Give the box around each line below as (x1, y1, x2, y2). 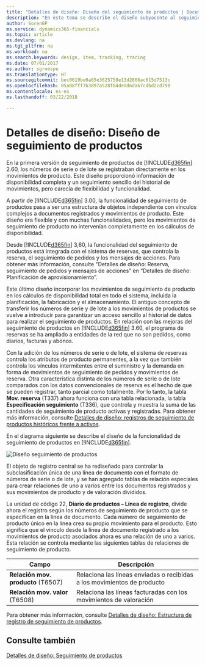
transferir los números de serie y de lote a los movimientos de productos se (6, 305, 196, 312)
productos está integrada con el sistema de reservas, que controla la (6, 247, 179, 255)
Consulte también (6, 636, 76, 646)
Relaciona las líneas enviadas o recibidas (76, 570, 193, 579)
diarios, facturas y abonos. (6, 337, 74, 344)
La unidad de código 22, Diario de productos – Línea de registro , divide (6, 500, 187, 507)
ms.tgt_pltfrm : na (6, 43, 53, 49)
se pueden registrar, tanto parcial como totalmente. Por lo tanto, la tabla (6, 388, 187, 395)
